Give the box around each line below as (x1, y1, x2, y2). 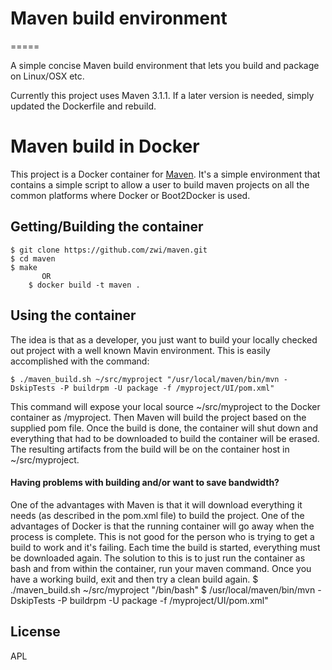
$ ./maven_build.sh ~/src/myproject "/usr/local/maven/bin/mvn (10, 374, 280, 384)
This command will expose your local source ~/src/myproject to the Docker (10, 400, 321, 412)
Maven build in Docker (10, 135, 200, 158)
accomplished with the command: (10, 355, 150, 367)
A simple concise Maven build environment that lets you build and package (10, 59, 320, 71)
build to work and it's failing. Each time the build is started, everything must (10, 541, 321, 553)
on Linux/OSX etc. (10, 70, 85, 82)
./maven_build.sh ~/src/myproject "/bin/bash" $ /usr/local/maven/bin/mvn (10, 583, 316, 596)
